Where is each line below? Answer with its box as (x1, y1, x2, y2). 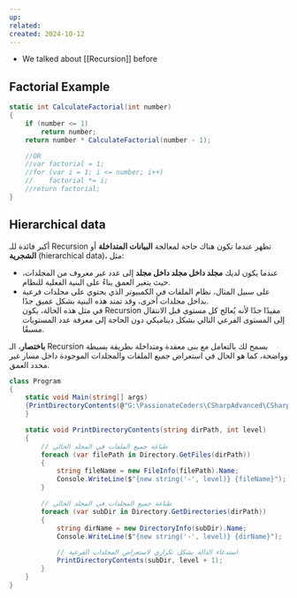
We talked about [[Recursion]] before (21, 54, 157, 65)
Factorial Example (9, 79, 110, 94)
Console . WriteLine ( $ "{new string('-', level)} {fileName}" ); (56, 475, 287, 484)
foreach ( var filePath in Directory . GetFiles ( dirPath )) (41, 450, 251, 459)
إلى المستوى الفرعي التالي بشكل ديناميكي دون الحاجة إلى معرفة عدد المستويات (21, 314, 286, 325)
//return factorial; (25, 185, 101, 194)
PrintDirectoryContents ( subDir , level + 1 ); (56, 556, 224, 565)
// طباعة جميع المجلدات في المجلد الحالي (41, 499, 172, 508)
